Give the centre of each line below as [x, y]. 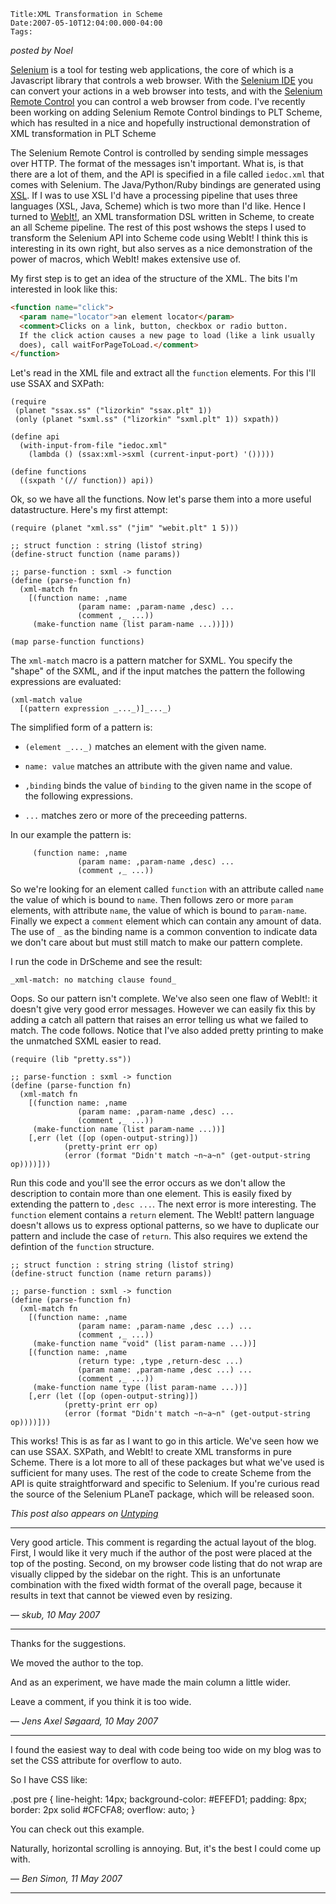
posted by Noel [41, 50]
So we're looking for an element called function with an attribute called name [167, 889]
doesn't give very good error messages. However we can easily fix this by [163, 1009]
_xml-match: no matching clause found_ [93, 980]
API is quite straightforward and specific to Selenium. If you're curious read [165, 1484]
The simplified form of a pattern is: [81, 727]
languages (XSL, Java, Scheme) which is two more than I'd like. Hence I [158, 206]
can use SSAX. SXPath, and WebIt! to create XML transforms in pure [151, 1452]
